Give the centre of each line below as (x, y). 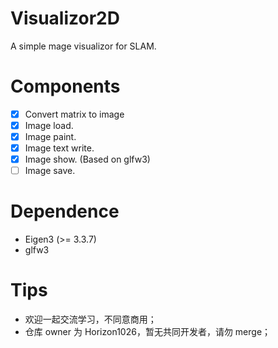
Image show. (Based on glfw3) (87, 159)
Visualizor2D (65, 18)
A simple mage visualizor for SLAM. (83, 46)
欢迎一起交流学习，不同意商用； (90, 319)
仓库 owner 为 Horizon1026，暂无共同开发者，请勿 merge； (148, 332)
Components (65, 86)
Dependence (65, 211)
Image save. (50, 171)
